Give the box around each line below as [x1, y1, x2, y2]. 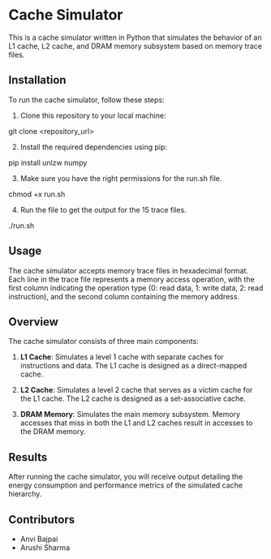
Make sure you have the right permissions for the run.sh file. [19, 173, 222, 183]
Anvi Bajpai [19, 534, 58, 544]
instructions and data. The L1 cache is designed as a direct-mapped [19, 361, 247, 371]
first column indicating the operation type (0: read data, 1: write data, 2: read [8, 282, 264, 293]
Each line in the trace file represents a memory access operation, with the [8, 274, 256, 284]
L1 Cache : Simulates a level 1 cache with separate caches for [19, 352, 225, 362]
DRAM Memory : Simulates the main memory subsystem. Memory [19, 410, 241, 419]
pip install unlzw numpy [8, 157, 88, 167]
